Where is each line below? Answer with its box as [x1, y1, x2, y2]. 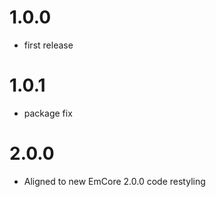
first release [23, 39, 74, 51]
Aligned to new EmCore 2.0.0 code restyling [23, 175, 206, 187]
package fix [23, 107, 73, 119]
